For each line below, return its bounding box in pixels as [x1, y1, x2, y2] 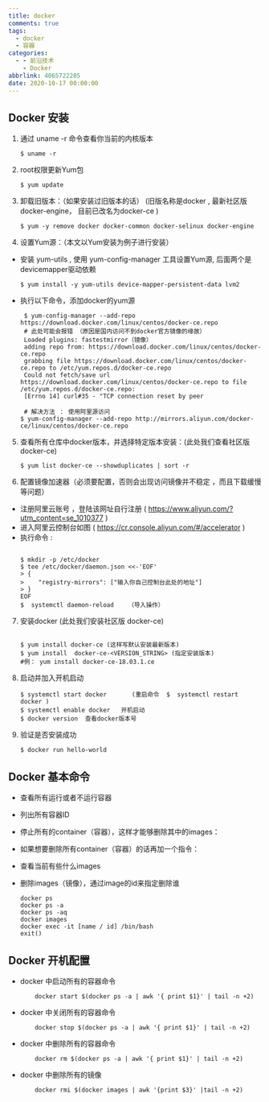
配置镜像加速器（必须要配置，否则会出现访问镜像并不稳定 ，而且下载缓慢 [19, 477, 262, 487]
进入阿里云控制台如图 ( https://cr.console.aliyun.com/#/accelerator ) [19, 522, 246, 532]
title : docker [8, 11, 56, 20]
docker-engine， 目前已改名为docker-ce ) [19, 206, 159, 216]
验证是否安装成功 [19, 730, 77, 740]
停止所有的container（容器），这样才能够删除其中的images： [19, 827, 220, 837]
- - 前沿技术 [15, 57, 55, 65]
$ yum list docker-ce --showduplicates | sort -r [19, 462, 190, 470]
